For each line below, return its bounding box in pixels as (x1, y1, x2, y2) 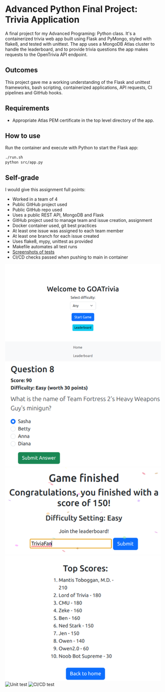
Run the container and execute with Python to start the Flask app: (5, 145, 138, 151)
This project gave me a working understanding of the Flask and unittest (5, 79, 151, 85)
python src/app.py (5, 160, 43, 165)
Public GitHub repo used (12, 207, 63, 213)
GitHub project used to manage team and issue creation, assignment (12, 217, 152, 223)
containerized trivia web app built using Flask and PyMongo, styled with (5, 36, 152, 42)
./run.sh (5, 155, 23, 160)
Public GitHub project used (12, 202, 68, 208)
